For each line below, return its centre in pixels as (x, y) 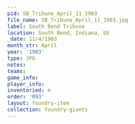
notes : (17, 65)
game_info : (23, 77)
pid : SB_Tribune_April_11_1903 (52, 13)
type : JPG (21, 59)
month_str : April (32, 45)
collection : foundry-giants (48, 110)
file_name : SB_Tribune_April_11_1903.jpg (68, 20)
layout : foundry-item (38, 103)
